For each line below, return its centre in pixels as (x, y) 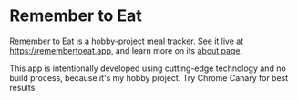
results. (24, 87)
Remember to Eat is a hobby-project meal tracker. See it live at (127, 41)
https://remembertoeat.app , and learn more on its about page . (126, 50)
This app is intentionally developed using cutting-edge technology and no (148, 68)
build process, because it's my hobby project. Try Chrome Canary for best (149, 77)
